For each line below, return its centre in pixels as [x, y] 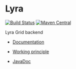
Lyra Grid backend [24, 32]
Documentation [28, 42]
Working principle [30, 51]
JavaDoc [21, 61]
